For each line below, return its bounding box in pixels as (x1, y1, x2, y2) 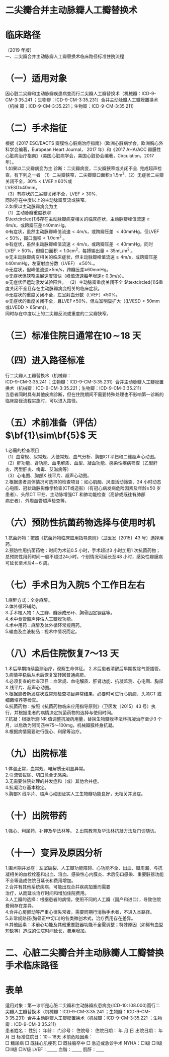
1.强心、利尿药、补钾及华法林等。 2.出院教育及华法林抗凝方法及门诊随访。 (5, 828, 159, 834)
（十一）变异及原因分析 (5, 847, 103, 858)
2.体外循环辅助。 (5, 603, 40, 609)
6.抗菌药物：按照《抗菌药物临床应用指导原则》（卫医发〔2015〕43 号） (5, 703, 152, 709)
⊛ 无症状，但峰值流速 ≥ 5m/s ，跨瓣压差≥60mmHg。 (5, 266, 111, 272)
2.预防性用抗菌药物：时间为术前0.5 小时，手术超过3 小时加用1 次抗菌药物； (5, 547, 161, 553)
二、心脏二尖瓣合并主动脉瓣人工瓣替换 (5, 947, 164, 958)
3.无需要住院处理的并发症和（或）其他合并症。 (5, 778, 102, 784)
